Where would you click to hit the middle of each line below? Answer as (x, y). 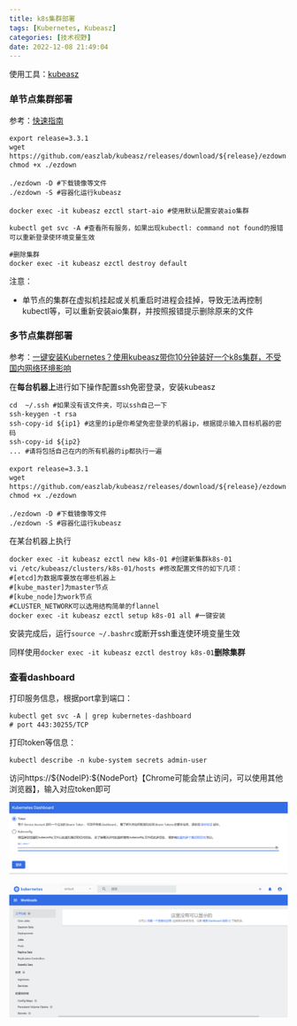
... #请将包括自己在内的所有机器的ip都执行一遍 (86, 451)
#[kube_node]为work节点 (51, 597)
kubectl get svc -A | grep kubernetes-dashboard (100, 716)
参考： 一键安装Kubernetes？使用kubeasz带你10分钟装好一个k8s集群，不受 (145, 357)
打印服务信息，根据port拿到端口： (71, 698)
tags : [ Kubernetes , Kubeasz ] (63, 28)
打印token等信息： (43, 742)
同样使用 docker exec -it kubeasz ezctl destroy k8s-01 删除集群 (127, 652)
